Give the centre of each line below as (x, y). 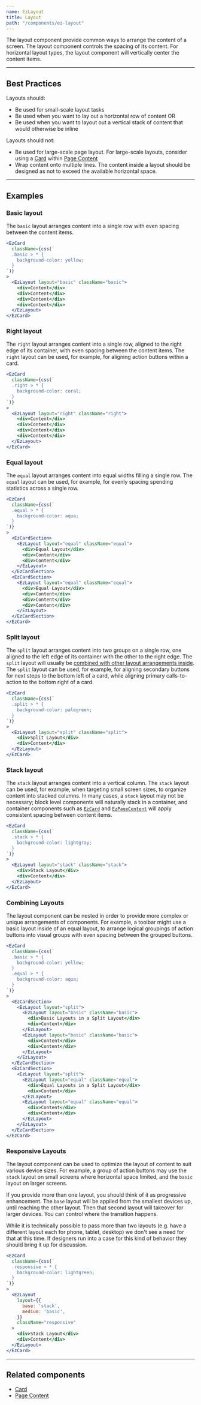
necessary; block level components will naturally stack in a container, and (97, 802)
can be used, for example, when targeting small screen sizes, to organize (96, 789)
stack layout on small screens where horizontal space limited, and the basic (100, 1176)
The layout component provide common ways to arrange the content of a (97, 40)
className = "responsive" (47, 1323)
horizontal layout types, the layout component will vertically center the (93, 53)
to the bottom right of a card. (58, 682)
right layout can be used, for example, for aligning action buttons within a (97, 357)
